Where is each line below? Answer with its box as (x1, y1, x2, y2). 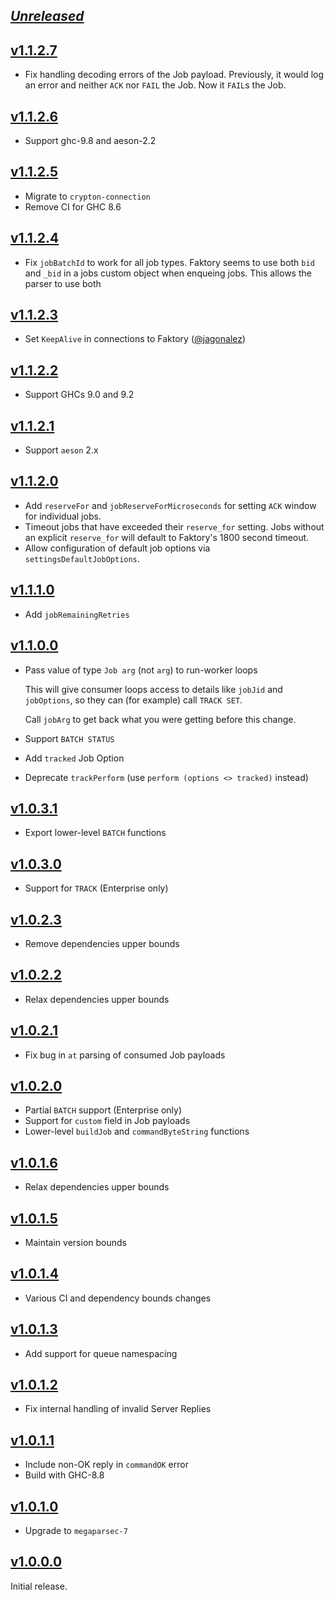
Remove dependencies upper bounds (24, 937, 180, 949)
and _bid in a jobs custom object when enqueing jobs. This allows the (24, 267, 312, 279)
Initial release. (10, 1580, 68, 1592)
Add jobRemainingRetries (24, 608, 130, 620)
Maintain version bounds (24, 1237, 127, 1249)
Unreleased (10, 8, 85, 25)
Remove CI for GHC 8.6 (24, 200, 122, 213)
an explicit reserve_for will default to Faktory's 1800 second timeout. (24, 531, 310, 543)
